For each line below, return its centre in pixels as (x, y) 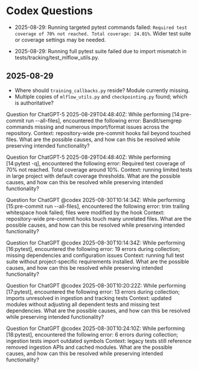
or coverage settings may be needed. (60, 40)
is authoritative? (34, 103)
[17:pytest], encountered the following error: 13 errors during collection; (93, 292)
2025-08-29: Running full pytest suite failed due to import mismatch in (100, 51)
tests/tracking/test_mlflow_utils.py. (57, 57)
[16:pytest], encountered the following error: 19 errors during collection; (93, 249)
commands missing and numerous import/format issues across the (88, 127)
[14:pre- (182, 114)
